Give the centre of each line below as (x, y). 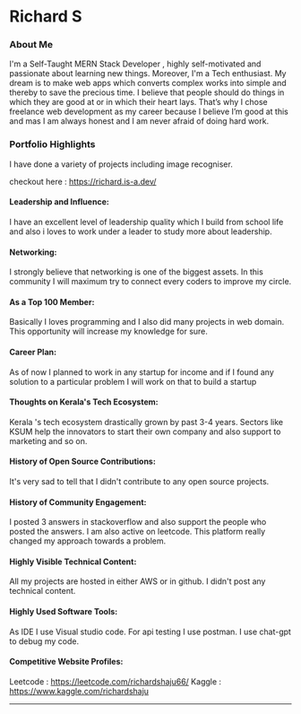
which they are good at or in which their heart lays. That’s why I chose (138, 102)
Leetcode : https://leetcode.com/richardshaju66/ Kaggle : (116, 681)
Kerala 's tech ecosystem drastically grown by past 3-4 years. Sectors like (146, 422)
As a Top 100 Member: (52, 301)
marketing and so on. (48, 440)
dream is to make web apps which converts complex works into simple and (148, 83)
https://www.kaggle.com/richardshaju (79, 691)
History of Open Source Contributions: (83, 461)
